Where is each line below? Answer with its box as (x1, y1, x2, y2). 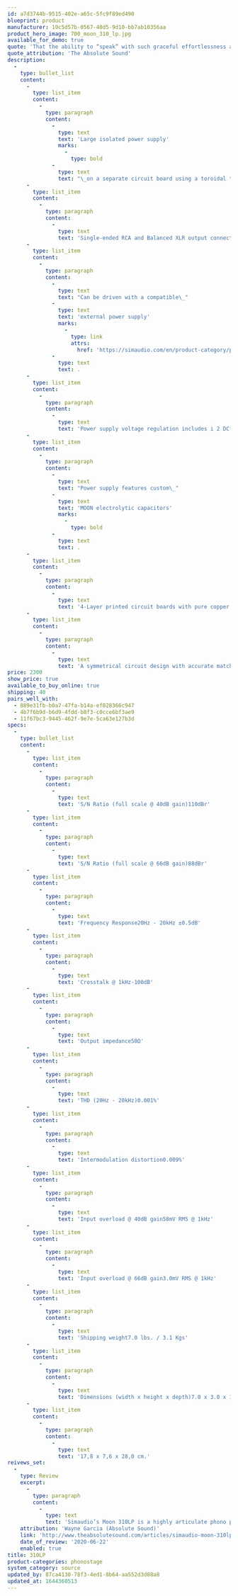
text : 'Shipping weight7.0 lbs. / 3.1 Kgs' (57, 1334, 189, 1341)
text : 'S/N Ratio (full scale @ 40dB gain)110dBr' (57, 800, 211, 808)
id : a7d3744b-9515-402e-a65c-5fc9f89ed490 (7, 10, 135, 18)
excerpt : (20, 1479, 46, 1486)
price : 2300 (7, 669, 42, 677)
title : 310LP (7, 1551, 46, 1558)
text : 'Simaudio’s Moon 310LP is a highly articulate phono (45, 1519, 227, 1526)
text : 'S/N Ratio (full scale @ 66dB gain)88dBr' (57, 860, 208, 867)
